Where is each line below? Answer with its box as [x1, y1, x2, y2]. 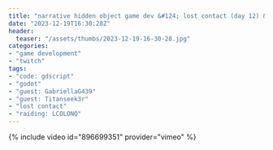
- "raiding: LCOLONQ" [8, 110, 82, 118]
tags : [8, 65, 27, 73]
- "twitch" [8, 58, 45, 66]
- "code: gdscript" [8, 72, 75, 80]
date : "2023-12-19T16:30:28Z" [8, 19, 111, 28]
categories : [8, 42, 49, 50]
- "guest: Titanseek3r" [8, 95, 89, 103]
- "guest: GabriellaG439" [8, 87, 96, 96]
